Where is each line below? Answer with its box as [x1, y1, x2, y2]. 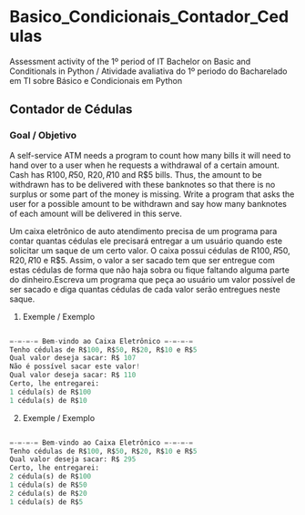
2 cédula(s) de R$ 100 [9, 472, 92, 481]
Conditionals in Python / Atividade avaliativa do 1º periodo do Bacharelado [9, 66, 288, 77]
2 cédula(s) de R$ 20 [9, 489, 88, 498]
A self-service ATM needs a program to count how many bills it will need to [9, 149, 291, 160]
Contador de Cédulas [9, 102, 133, 118]
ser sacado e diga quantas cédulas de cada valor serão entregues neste [9, 283, 280, 294]
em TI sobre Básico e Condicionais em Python [9, 75, 183, 86]
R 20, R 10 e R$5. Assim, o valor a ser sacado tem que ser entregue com [9, 254, 275, 265]
